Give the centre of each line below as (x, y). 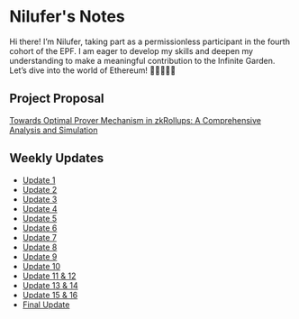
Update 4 (40, 208)
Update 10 (41, 266)
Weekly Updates (57, 158)
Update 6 (40, 228)
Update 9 (40, 256)
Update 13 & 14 (50, 285)
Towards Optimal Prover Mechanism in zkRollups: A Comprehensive (136, 120)
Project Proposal (57, 99)
